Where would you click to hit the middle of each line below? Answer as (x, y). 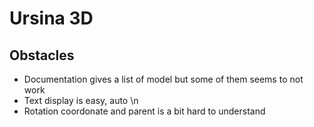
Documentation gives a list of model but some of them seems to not (163, 79)
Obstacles (42, 55)
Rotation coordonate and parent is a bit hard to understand (144, 111)
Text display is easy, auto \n (81, 100)
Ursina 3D (51, 18)
